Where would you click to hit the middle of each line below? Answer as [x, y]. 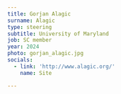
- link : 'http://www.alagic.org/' [64, 66]
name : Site [36, 73]
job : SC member [30, 40]
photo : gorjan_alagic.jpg [45, 54]
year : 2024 [23, 47]
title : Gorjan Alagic [39, 14]
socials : [20, 60]
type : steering [30, 27]
